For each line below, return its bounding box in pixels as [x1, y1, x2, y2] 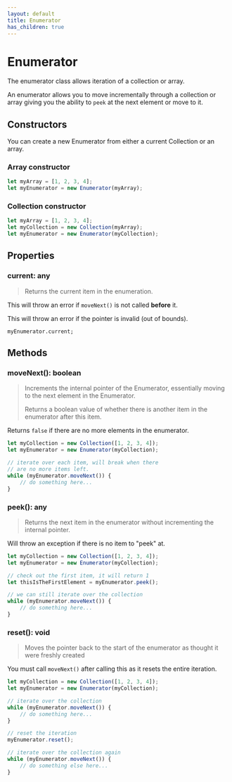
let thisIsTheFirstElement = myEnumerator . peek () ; [7, 579, 159, 586]
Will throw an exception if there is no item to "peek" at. [7, 539, 165, 548]
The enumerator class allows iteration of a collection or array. [7, 77, 185, 85]
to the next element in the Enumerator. [24, 391, 136, 400]
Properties [7, 250, 55, 262]
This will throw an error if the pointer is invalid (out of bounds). [7, 314, 188, 322]
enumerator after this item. [24, 412, 102, 421]
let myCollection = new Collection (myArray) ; [7, 224, 143, 231]
